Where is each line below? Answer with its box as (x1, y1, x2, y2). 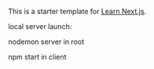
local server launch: (8, 22, 72, 31)
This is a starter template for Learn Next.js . (8, 7, 147, 16)
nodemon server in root (8, 37, 85, 46)
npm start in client (8, 53, 67, 61)
